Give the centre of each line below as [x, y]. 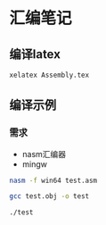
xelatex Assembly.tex [49, 75]
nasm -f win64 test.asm [53, 180]
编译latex [35, 54]
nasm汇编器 [44, 154]
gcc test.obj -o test [49, 196]
